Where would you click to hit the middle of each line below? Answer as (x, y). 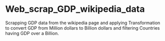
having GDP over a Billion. (32, 33)
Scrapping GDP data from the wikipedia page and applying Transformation (83, 23)
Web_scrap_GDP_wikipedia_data (75, 9)
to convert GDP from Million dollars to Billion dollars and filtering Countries (82, 28)
